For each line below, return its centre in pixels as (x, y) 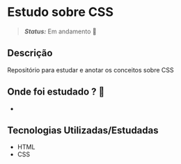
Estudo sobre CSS (60, 12)
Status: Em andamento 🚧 (60, 31)
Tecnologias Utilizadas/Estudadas (83, 130)
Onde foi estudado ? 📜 (56, 92)
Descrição (30, 53)
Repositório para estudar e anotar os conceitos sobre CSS (90, 69)
